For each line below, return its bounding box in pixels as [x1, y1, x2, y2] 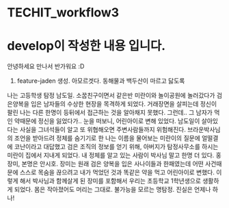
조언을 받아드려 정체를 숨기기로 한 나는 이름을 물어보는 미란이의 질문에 [14, 134, 200, 142]
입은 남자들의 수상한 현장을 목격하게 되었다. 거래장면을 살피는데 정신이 [30, 100, 217, 108]
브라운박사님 [187, 125, 221, 134]
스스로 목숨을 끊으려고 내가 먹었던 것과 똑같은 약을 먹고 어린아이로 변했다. [19, 168, 215, 177]
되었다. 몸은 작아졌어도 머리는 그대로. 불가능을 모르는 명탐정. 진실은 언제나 [14, 185, 211, 194]
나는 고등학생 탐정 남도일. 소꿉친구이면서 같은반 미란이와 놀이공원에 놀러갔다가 [7, 91, 215, 100]
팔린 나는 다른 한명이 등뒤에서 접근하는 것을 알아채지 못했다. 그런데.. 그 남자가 [7, 108, 213, 117]
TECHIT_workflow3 [7, 5, 120, 21]
